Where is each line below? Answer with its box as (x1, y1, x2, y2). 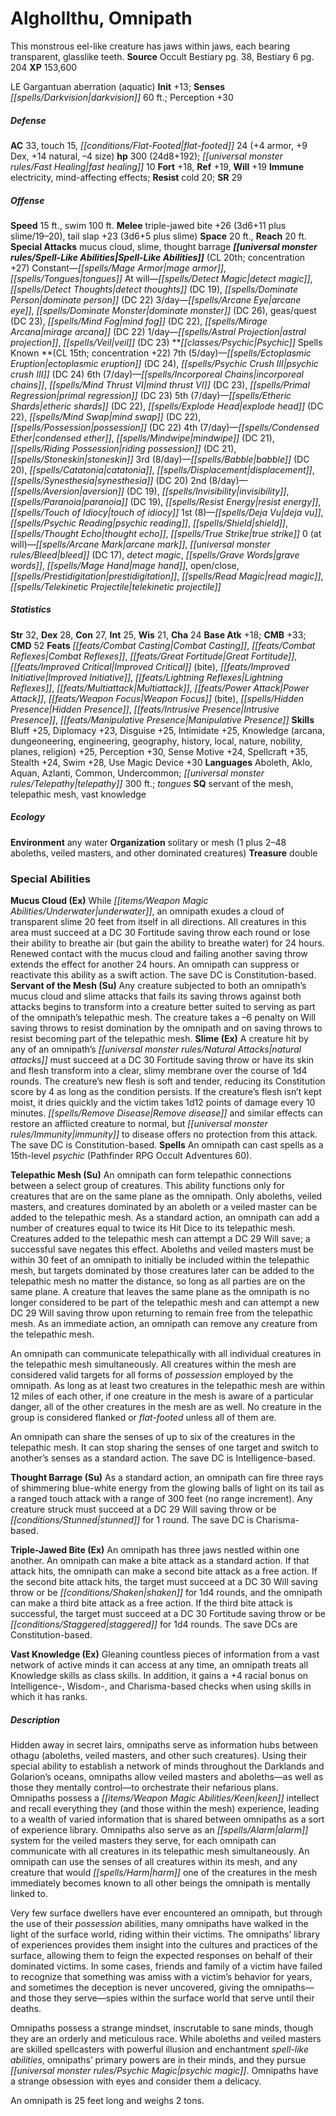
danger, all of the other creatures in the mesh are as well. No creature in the (10, 1401, 322, 1413)
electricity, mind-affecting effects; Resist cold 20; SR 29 (10, 171, 243, 183)
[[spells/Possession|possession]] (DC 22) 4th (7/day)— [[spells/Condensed (10, 421, 320, 433)
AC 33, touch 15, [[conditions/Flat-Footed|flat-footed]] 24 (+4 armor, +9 (10, 139, 308, 151)
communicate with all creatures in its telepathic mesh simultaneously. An (10, 1845, 310, 1857)
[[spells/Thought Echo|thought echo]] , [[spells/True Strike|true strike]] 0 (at (10, 527, 322, 539)
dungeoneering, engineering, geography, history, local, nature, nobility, (10, 735, 303, 747)
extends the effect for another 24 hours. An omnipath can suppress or (10, 958, 300, 971)
